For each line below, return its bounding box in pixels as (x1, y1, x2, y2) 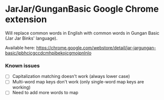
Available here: (5, 45, 36, 50)
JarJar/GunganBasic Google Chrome (5, 3, 159, 15)
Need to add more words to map (12, 90, 79, 96)
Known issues (5, 62, 40, 69)
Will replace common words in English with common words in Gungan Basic (5, 30, 160, 36)
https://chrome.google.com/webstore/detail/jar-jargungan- (36, 45, 157, 50)
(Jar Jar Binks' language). (5, 35, 58, 41)
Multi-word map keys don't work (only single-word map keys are (12, 79, 144, 85)
